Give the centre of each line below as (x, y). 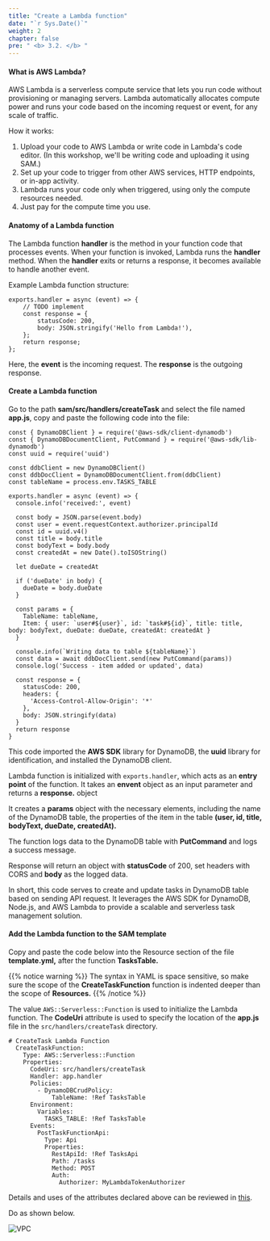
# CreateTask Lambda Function (59, 1041)
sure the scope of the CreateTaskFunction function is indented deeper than (134, 984)
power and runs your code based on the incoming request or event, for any (133, 107)
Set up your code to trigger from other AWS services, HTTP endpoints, (137, 172)
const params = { (45, 609)
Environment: (52, 1104)
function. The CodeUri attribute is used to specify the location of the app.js (134, 1017)
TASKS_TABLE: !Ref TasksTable (95, 1119)
